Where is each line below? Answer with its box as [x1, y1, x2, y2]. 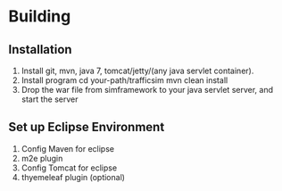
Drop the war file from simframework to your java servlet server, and [21, 85, 274, 95]
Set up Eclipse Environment [8, 120, 165, 135]
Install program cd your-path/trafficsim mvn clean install [21, 75, 228, 86]
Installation [8, 42, 72, 57]
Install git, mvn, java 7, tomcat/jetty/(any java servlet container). [21, 65, 254, 76]
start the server [21, 94, 79, 104]
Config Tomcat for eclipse [21, 162, 118, 173]
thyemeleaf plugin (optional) [21, 171, 126, 182]
